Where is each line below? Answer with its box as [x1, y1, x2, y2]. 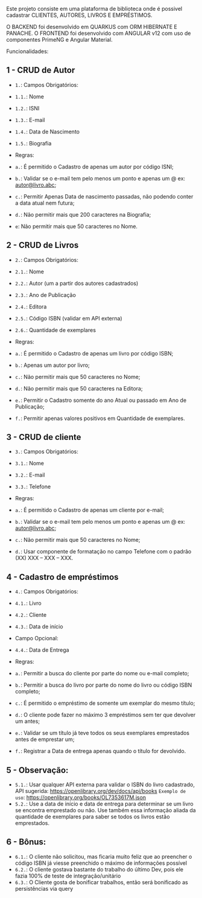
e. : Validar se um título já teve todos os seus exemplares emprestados [14, 730, 190, 737]
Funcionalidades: [6, 48, 49, 55]
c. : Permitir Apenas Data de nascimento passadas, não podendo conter [14, 193, 194, 200]
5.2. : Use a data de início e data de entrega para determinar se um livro [14, 800, 194, 807]
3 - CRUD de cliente [6, 432, 81, 442]
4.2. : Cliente [14, 611, 47, 619]
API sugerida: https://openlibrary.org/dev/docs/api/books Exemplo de [14, 788, 186, 795]
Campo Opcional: [14, 635, 58, 642]
